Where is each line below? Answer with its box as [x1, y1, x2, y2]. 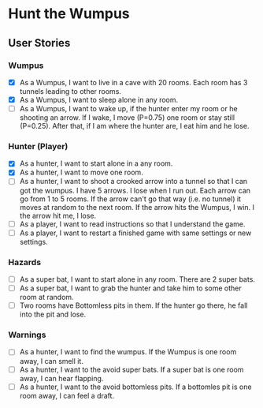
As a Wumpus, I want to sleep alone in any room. [19, 95, 179, 104]
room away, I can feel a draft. [19, 391, 115, 400]
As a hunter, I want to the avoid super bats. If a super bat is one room [19, 365, 244, 374]
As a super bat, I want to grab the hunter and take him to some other [19, 283, 242, 293]
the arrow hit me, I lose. [19, 211, 97, 220]
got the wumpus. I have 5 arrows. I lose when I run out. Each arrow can [19, 185, 250, 195]
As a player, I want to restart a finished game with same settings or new [19, 228, 252, 238]
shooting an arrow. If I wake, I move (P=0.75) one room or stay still [19, 113, 235, 122]
